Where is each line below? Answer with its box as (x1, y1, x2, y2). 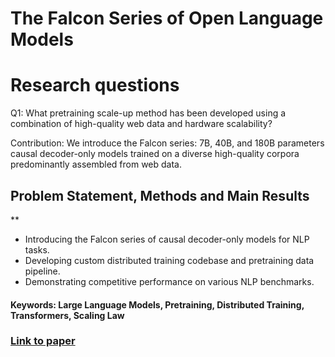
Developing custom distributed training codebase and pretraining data (24, 254, 315, 266)
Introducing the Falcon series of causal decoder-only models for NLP (24, 233, 310, 245)
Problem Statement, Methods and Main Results (10, 187, 310, 204)
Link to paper (10, 334, 76, 348)
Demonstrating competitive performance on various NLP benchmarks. (24, 275, 315, 287)
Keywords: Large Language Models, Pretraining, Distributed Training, (10, 298, 305, 311)
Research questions (10, 74, 180, 97)
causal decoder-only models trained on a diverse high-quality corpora (10, 148, 300, 160)
